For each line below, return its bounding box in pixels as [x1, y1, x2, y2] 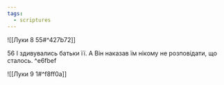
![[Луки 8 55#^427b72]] [7, 35, 76, 44]
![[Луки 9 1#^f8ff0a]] [7, 70, 67, 78]
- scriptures [13, 17, 51, 23]
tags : [7, 10, 23, 17]
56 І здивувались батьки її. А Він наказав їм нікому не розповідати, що [7, 49, 217, 57]
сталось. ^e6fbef [7, 56, 57, 64]
